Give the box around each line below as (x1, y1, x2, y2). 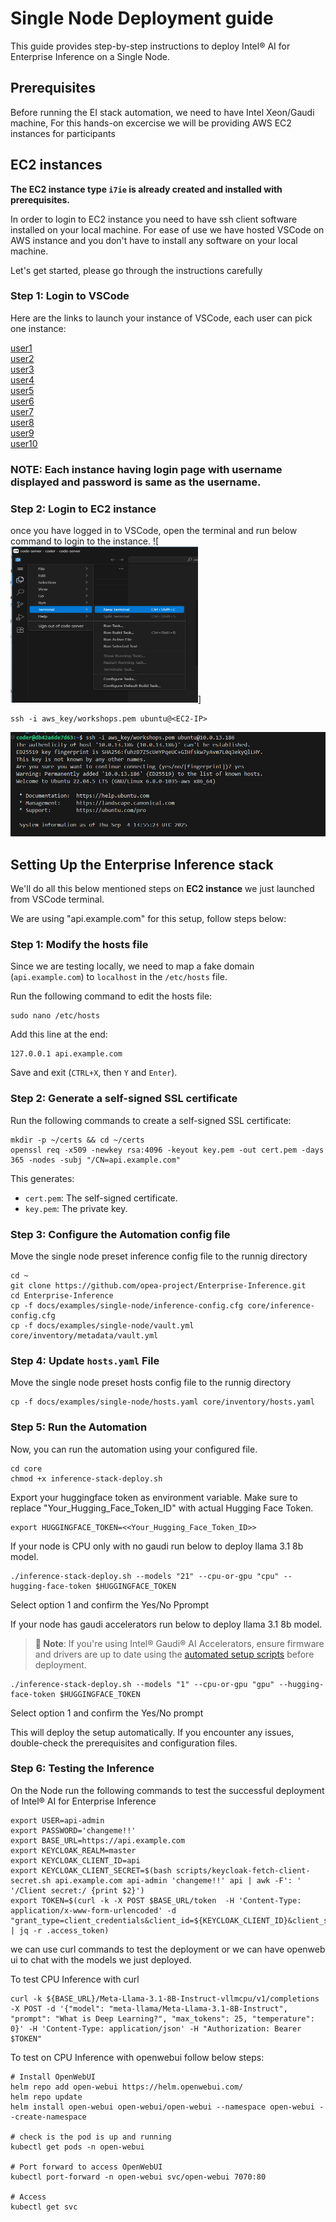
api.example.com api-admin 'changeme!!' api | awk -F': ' (54, 1875, 302, 1886)
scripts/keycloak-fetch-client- (175, 1865, 311, 1876)
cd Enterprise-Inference (10, 1290, 114, 1301)
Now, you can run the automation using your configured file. (10, 1443, 258, 1455)
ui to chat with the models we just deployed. (10, 1953, 192, 1966)
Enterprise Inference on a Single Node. (10, 50, 171, 62)
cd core (10, 1463, 43, 1474)
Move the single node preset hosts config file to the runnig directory (10, 1377, 292, 1389)
